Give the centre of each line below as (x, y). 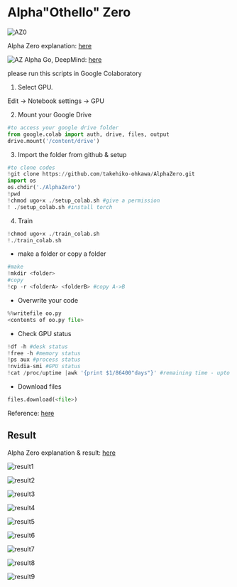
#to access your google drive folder (63, 128)
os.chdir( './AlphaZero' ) (44, 188)
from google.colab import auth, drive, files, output (89, 134)
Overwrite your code (48, 300)
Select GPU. (35, 87)
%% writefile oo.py (34, 313)
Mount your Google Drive (55, 114)
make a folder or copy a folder (62, 254)
